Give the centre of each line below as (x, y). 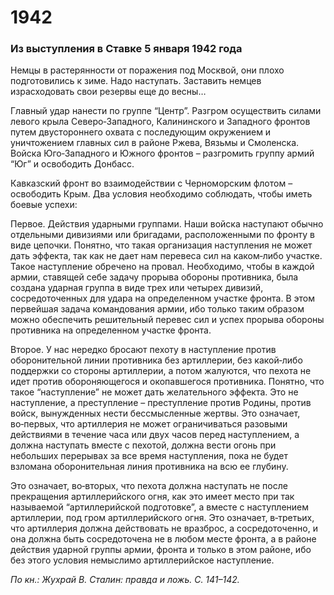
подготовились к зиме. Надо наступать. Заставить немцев (136, 81)
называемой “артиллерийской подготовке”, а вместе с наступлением (160, 507)
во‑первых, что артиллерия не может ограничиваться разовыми (149, 424)
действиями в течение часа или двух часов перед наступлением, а (155, 435)
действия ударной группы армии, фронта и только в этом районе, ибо (161, 550)
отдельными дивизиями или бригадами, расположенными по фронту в (162, 235)
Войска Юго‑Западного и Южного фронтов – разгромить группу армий (162, 153)
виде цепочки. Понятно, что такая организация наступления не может (161, 245)
